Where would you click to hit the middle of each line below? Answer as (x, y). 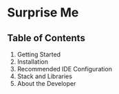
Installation (33, 62)
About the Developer (46, 83)
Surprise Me (43, 13)
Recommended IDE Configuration (64, 69)
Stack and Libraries (44, 76)
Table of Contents (46, 38)
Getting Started (39, 54)
